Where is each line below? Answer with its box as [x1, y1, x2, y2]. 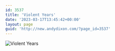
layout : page [5, 21, 33, 27]
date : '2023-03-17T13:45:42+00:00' [5, 17, 81, 22]
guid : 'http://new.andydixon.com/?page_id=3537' [5, 27, 111, 32]
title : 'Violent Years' [5, 12, 56, 17]
